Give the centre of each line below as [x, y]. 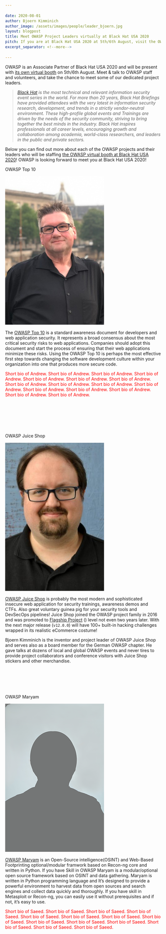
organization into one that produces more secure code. [61, 364]
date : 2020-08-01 [23, 16]
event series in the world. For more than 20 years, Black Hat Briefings [88, 97]
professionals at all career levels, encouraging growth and [77, 129]
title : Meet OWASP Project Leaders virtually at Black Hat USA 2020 [77, 37]
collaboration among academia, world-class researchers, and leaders [89, 134]
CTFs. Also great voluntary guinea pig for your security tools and [71, 609]
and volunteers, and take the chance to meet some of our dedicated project [82, 77]
